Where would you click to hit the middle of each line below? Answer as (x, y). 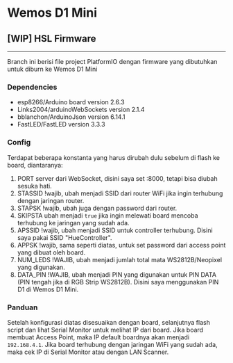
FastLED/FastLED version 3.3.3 (61, 124)
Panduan (23, 307)
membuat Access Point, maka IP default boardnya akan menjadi (98, 337)
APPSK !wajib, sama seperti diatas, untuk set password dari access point (121, 245)
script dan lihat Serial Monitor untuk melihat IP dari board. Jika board (105, 330)
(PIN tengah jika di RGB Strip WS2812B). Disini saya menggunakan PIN (118, 282)
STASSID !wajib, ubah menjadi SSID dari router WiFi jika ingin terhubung (120, 193)
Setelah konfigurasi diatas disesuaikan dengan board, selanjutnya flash (109, 322)
